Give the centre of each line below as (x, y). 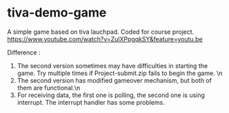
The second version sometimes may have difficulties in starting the (112, 65)
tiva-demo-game (57, 13)
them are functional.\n (49, 88)
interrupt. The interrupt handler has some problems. (91, 102)
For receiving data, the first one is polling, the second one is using (111, 95)
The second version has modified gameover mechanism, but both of (114, 80)
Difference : (24, 52)
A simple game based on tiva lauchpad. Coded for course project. (101, 32)
